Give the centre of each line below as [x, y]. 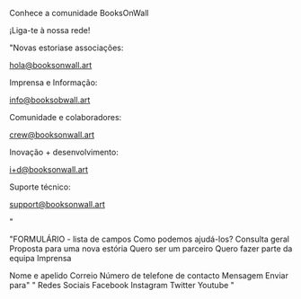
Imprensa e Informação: [53, 83]
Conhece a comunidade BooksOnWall [79, 13]
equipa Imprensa [40, 258]
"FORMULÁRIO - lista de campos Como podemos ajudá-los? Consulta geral [150, 239]
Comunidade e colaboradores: [66, 117]
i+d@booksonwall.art [49, 169]
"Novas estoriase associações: [66, 48]
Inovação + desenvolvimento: [64, 152]
